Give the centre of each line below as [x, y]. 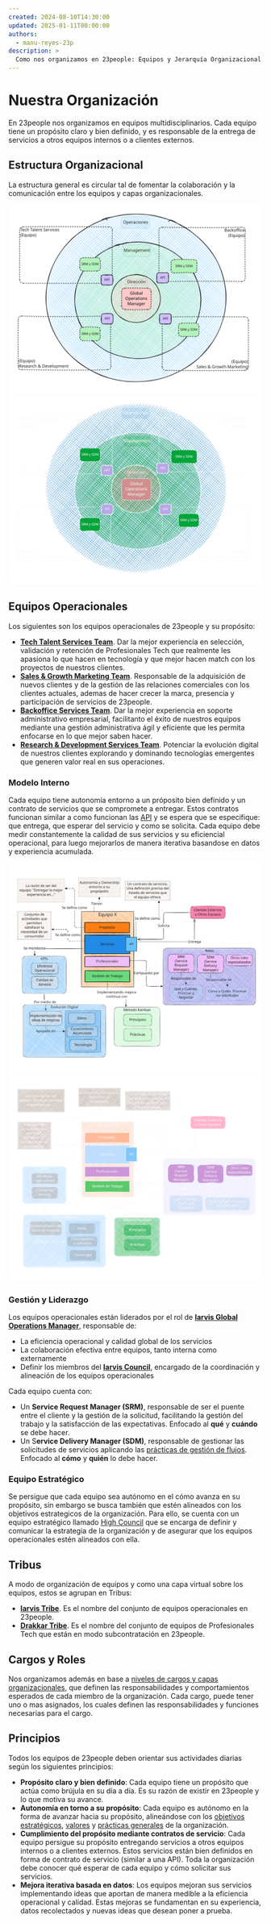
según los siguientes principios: [61, 1767]
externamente [43, 1359]
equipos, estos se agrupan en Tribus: [70, 1593]
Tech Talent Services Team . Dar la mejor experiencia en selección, [132, 642]
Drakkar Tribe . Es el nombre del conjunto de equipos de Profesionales [137, 1625]
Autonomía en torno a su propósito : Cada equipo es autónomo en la [134, 1808]
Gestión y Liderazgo [48, 1300]
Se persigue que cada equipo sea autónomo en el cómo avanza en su [124, 1496]
